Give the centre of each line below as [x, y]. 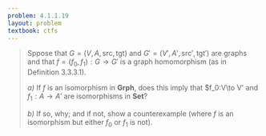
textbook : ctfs [33, 30]
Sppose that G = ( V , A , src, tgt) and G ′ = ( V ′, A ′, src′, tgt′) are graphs [137, 54]
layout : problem [34, 23]
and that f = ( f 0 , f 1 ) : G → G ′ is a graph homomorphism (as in [127, 63]
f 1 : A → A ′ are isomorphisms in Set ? [87, 97]
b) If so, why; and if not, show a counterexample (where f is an [130, 114]
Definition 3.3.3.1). [56, 72]
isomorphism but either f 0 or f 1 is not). [90, 123]
